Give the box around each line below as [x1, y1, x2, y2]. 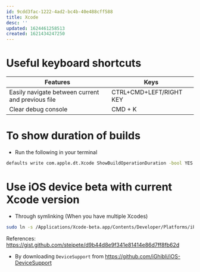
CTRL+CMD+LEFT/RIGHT [111, 88, 183, 96]
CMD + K [111, 105, 137, 114]
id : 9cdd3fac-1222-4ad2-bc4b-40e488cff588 [6, 8, 113, 15]
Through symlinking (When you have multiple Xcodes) [14, 212, 148, 220]
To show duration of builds [6, 129, 141, 143]
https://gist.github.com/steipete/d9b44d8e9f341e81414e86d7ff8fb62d [6, 241, 180, 248]
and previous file [9, 96, 56, 104]
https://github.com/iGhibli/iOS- [105, 252, 180, 260]
